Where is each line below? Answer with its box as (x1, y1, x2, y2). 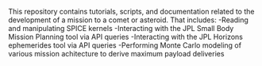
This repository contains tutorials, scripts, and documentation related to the (8, 7, 255, 16)
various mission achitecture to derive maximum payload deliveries (8, 49, 225, 58)
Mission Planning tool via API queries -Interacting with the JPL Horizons (8, 32, 244, 41)
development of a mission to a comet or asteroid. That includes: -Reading (8, 15, 249, 25)
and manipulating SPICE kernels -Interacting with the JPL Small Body (8, 24, 234, 33)
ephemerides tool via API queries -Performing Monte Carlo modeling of (8, 41, 242, 50)
